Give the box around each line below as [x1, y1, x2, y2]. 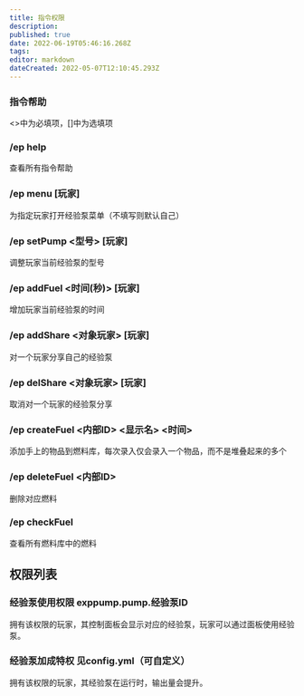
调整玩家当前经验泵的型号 [9, 257, 105, 268]
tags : [9, 47, 30, 56]
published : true [9, 30, 71, 39]
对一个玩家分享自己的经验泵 [9, 351, 113, 362]
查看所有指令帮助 [9, 162, 73, 173]
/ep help [9, 141, 47, 154]
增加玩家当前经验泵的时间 [9, 304, 105, 315]
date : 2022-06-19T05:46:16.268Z [9, 38, 131, 48]
